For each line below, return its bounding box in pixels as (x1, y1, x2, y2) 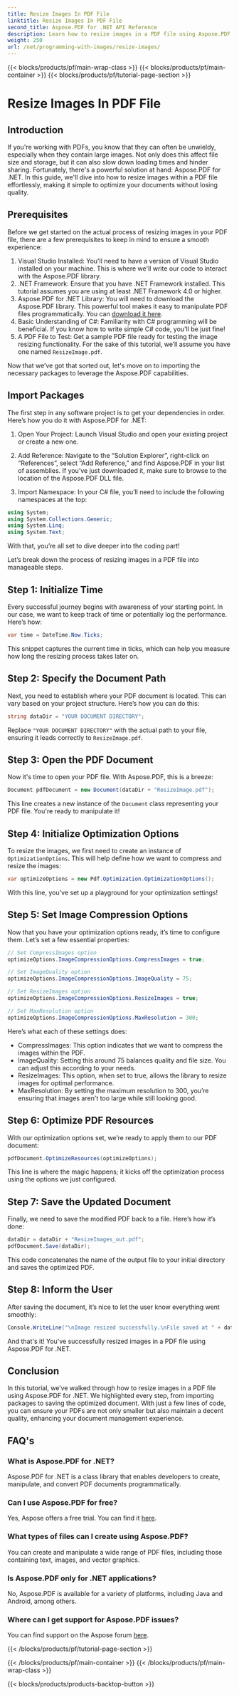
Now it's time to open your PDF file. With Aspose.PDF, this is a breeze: (7, 773, 213, 781)
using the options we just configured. (7, 1175, 117, 1184)
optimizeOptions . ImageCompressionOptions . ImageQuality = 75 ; (7, 975, 193, 983)
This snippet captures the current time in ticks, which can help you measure (7, 644, 230, 652)
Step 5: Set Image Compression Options (7, 909, 188, 921)
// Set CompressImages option (7, 949, 97, 956)
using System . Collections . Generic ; (7, 516, 113, 523)
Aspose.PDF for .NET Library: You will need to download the (17, 294, 194, 303)
